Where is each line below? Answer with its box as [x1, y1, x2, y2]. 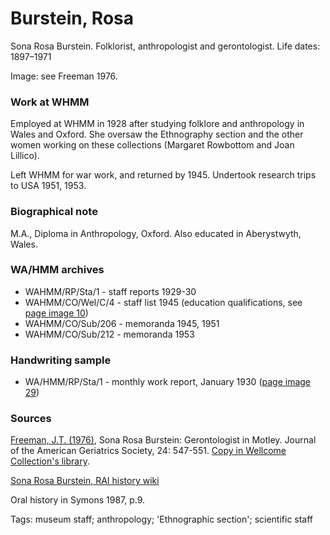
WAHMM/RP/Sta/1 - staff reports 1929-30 [24, 285, 197, 297]
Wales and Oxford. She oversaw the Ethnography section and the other [10, 128, 304, 141]
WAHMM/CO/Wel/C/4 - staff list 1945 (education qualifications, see [24, 296, 303, 308]
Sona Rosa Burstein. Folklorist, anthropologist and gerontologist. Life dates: [10, 40, 321, 52]
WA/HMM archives [10, 263, 105, 277]
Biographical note [10, 205, 98, 219]
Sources [10, 412, 52, 426]
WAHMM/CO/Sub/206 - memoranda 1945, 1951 [24, 317, 220, 329]
